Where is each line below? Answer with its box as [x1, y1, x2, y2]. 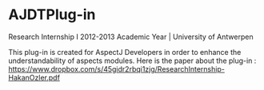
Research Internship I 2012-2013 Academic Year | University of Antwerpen [8, 32, 254, 41]
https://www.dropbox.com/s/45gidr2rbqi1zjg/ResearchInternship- [8, 64, 226, 73]
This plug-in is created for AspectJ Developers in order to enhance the [8, 47, 242, 57]
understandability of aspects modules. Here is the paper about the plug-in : [8, 56, 257, 65]
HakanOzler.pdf [8, 72, 60, 82]
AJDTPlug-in [8, 6, 96, 24]
